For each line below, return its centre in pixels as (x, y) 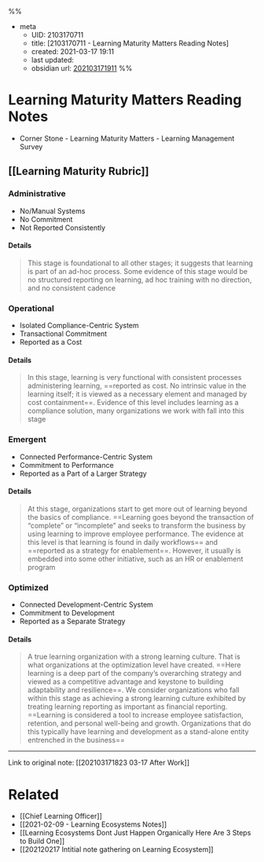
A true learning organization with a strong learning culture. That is (134, 657)
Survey (31, 146)
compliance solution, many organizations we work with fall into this (136, 411)
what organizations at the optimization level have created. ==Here (134, 665)
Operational (31, 308)
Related (33, 794)
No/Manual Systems (52, 210)
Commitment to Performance (66, 465)
